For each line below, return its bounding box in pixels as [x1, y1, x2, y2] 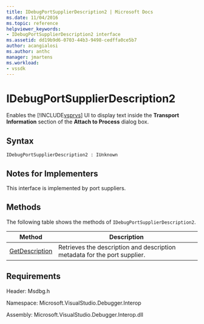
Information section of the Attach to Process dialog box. [6, 118, 149, 125]
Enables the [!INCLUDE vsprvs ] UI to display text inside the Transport [6, 112, 179, 119]
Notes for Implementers [6, 168, 98, 179]
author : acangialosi [6, 43, 59, 49]
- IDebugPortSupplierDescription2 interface [6, 32, 121, 38]
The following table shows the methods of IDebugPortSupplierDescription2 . [6, 218, 196, 226]
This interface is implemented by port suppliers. [6, 184, 126, 191]
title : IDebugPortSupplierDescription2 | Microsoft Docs [6, 9, 154, 15]
